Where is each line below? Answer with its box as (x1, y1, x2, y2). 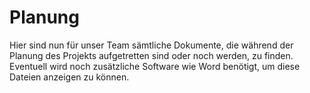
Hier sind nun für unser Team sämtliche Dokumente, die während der (9, 39, 294, 51)
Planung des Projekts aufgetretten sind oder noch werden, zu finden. (9, 49, 294, 61)
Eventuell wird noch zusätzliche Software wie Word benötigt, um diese (9, 60, 301, 72)
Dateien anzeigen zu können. (9, 71, 130, 83)
